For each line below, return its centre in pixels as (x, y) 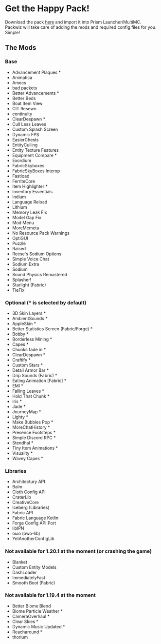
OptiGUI (20, 238)
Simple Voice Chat (31, 259)
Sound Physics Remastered (40, 274)
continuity (22, 114)
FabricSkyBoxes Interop (36, 171)
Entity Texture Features (36, 150)
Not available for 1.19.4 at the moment (50, 595)
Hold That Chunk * (31, 396)
